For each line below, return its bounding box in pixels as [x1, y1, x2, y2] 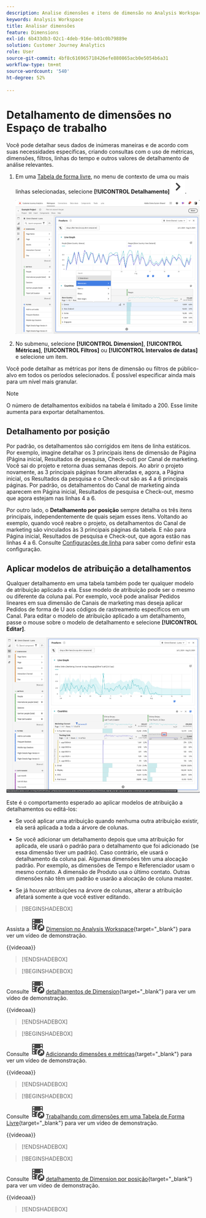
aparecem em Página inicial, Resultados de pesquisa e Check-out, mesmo [6, 488, 194, 496]
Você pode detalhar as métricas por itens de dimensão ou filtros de [6, 365, 177, 372]
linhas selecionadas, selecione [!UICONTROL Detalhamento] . [15, 188, 187, 196]
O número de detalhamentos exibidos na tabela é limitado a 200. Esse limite [6, 402, 198, 409]
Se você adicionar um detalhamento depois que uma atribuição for [15, 835, 184, 843]
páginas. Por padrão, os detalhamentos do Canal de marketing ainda [6, 481, 180, 489]
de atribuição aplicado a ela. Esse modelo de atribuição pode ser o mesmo [6, 586, 195, 594]
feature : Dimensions [6, 29, 59, 36]
